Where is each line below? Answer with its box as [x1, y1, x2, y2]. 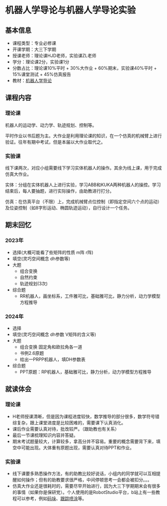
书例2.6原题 [19, 350, 44, 356]
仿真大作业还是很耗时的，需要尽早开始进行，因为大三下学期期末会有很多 [12, 483, 161, 489]
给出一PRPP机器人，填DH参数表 [19, 356, 85, 362]
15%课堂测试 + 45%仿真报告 [12, 71, 71, 77]
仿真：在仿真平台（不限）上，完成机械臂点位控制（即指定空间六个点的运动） [5, 198, 162, 205]
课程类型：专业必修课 [12, 40, 56, 46]
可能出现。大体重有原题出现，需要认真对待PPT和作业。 [21, 445, 134, 451]
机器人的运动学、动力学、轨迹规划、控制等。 [5, 122, 97, 128]
